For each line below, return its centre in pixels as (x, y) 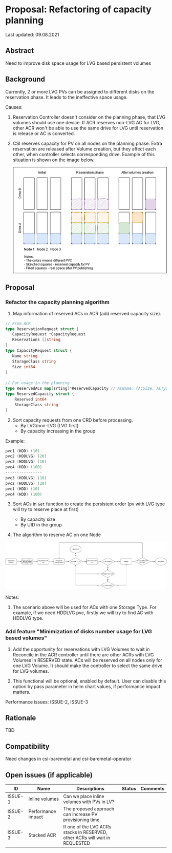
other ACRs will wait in (87, 838)
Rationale (21, 718)
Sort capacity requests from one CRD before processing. (73, 420)
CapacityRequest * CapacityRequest (49, 334)
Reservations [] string (36, 340)
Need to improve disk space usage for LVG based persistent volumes (78, 63)
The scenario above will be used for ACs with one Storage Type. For (85, 608)
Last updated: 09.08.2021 (32, 34)
